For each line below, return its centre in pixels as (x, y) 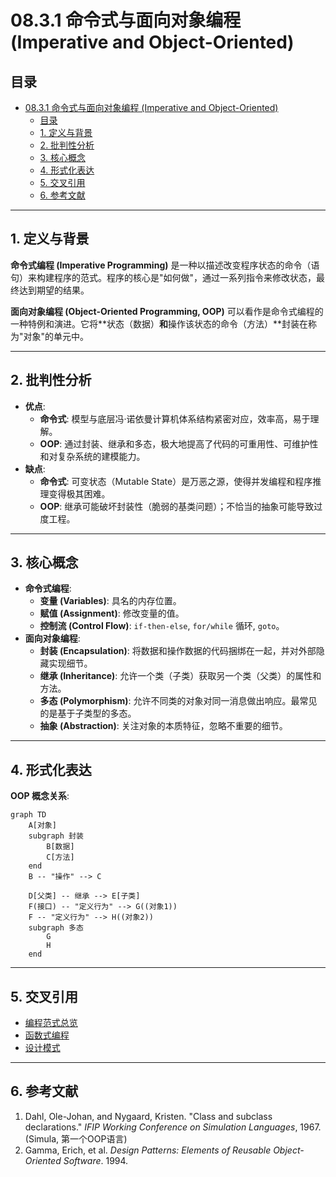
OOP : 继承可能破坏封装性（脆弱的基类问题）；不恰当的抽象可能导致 (177, 506)
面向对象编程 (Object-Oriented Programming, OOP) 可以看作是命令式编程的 (167, 311)
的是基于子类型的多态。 (88, 713)
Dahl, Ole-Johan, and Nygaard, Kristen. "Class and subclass (148, 1116)
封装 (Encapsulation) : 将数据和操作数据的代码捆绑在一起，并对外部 (178, 651)
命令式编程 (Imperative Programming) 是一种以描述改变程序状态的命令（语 (165, 265)
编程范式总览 (51, 1023)
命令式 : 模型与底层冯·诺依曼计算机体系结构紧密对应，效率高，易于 (175, 418)
